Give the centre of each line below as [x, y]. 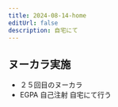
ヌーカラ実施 [40, 64]
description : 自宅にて [43, 30]
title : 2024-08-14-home [48, 15]
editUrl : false [33, 23]
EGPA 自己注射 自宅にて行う [66, 95]
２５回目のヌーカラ [51, 85]
